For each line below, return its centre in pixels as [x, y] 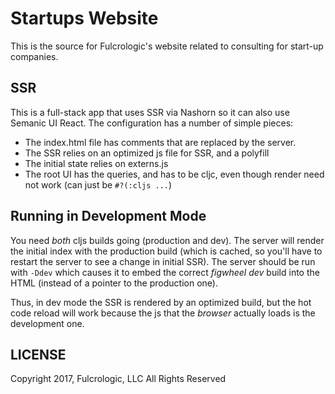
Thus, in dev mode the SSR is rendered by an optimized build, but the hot [161, 302]
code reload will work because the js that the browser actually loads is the [163, 313]
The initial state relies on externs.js [96, 163]
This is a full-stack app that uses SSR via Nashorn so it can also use [150, 112]
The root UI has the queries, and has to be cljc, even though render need [174, 174]
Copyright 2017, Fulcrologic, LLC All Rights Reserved [118, 379]
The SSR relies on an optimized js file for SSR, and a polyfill [147, 153]
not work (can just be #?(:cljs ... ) [98, 184]
